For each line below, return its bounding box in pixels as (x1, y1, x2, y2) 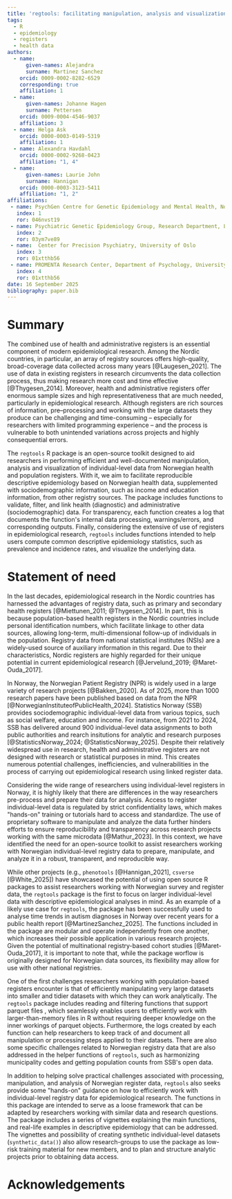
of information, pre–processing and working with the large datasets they (7, 406, 213, 414)
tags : (7, 17, 23, 24)
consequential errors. (7, 436, 68, 444)
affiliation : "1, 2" (19, 191, 79, 198)
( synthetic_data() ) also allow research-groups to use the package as (7, 1138, 206, 1146)
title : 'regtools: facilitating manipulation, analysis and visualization (7, 10, 227, 17)
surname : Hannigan (25, 177, 79, 184)
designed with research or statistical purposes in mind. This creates (7, 753, 200, 761)
